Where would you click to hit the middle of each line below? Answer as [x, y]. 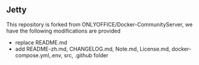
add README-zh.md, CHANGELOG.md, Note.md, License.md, [93, 49]
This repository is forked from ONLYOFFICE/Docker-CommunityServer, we [99, 24]
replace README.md [41, 42]
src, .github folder [86, 55]
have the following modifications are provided [63, 31]
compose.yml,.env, [39, 55]
